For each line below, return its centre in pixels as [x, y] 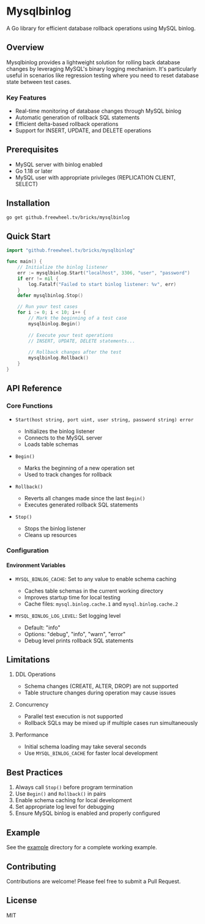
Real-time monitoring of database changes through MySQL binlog [98, 111]
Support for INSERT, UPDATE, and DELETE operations [83, 130]
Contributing [31, 867]
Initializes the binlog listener [59, 431]
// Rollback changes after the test [75, 352]
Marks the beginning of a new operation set [79, 468]
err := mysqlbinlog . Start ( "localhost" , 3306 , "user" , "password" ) [104, 273]
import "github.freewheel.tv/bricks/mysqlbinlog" [71, 250]
